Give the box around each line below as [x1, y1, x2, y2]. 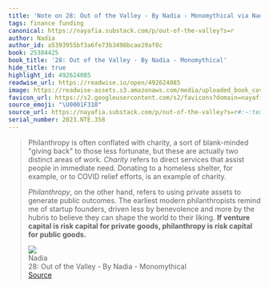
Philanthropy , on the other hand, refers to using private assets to [27, 187, 242, 197]
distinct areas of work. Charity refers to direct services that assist [27, 154, 245, 164]
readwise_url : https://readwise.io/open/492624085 [8, 78, 181, 86]
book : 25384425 [8, 49, 59, 57]
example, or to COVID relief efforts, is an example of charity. [27, 171, 227, 181]
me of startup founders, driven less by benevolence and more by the [27, 204, 255, 213]
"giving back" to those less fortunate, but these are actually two [27, 145, 239, 156]
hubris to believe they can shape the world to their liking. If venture [27, 213, 251, 222]
